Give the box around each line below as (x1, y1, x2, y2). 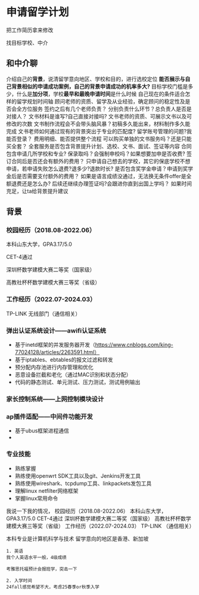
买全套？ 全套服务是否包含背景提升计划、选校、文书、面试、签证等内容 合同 (6, 142, 192, 149)
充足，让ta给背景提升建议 (6, 187, 69, 194)
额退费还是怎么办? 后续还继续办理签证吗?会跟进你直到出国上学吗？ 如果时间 (6, 180, 192, 187)
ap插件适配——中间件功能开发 (6, 412, 94, 420)
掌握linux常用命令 (14, 495, 58, 502)
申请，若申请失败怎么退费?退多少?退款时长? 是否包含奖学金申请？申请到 (6, 165, 183, 172)
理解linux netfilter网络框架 (14, 487, 79, 494)
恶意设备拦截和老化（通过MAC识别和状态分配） (14, 371, 132, 379)
